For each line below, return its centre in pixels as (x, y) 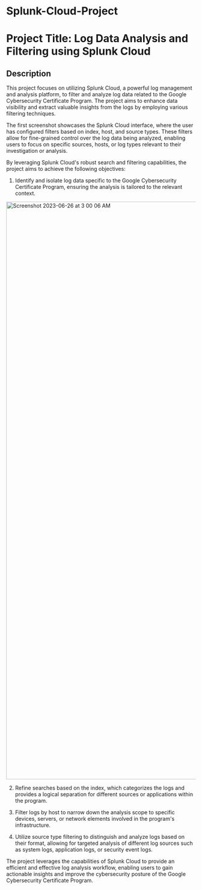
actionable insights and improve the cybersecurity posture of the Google (96, 874)
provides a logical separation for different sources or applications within (104, 794)
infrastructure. (33, 825)
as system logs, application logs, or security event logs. (84, 850)
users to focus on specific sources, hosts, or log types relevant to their (94, 144)
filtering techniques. (31, 114)
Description (29, 73)
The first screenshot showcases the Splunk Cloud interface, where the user (100, 125)
